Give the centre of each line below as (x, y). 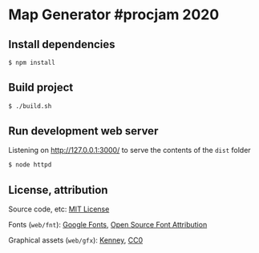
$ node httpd (30, 165)
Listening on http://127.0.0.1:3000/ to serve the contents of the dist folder (129, 151)
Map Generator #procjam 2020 (114, 15)
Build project (41, 88)
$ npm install (32, 62)
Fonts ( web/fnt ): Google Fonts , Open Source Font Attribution (108, 225)
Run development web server (83, 131)
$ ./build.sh (30, 106)
